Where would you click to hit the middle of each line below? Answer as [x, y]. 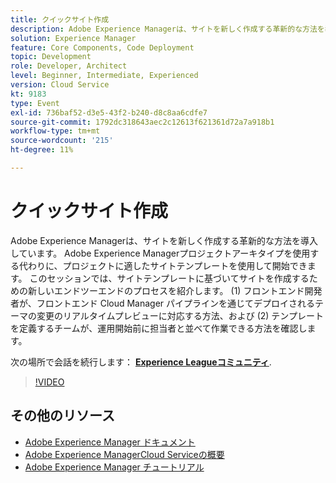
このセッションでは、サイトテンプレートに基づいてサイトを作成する [169, 278]
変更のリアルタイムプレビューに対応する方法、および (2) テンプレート [180, 315]
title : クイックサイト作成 [60, 19]
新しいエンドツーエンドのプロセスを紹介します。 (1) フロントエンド [166, 290]
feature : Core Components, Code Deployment [102, 47]
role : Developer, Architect [69, 66]
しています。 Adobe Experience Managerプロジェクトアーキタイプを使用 [160, 253]
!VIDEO [49, 382]
